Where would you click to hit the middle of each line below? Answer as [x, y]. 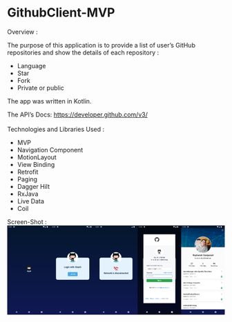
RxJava [28, 194]
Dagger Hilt [33, 186]
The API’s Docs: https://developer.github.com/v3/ [78, 114]
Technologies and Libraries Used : [56, 129]
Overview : [22, 32]
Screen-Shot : [27, 221]
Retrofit [28, 172]
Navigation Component [50, 150]
